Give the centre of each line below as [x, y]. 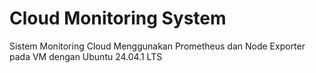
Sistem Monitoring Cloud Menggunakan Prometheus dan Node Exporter [157, 46]
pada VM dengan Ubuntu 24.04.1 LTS [86, 56]
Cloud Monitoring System [118, 18]
